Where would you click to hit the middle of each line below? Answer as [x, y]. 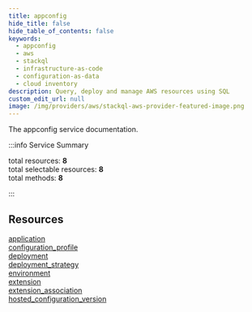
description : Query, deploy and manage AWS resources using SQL [119, 91]
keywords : [25, 38]
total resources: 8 [38, 161]
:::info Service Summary [49, 145]
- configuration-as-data [58, 76]
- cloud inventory [47, 83]
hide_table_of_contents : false [61, 31]
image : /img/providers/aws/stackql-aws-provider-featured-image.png [126, 106]
